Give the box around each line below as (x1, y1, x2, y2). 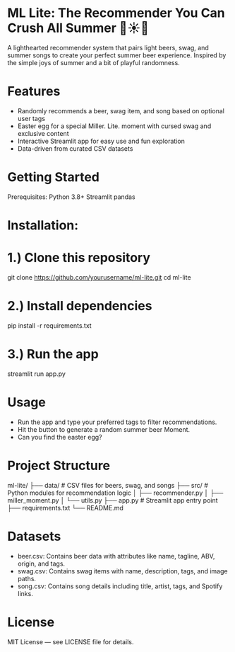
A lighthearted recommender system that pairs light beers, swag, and (7, 43, 210, 52)
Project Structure (7, 457, 111, 474)
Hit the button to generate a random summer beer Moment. (17, 425, 191, 433)
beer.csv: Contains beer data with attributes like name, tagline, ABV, (17, 551, 215, 560)
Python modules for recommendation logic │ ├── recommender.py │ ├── (7, 488, 224, 497)
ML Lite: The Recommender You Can (7, 5, 226, 21)
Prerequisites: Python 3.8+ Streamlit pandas (7, 193, 135, 201)
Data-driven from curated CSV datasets (17, 144, 133, 153)
